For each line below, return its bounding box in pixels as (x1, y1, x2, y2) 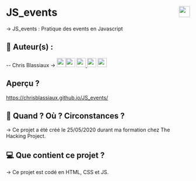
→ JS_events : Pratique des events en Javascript (6, 25, 124, 32)
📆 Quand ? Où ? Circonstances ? (6, 111, 125, 121)
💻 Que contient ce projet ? (6, 150, 105, 160)
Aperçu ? (6, 79, 40, 89)
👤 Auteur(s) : (6, 42, 54, 52)
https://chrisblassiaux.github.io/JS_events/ (6, 94, 108, 101)
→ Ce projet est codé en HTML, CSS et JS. (6, 169, 109, 176)
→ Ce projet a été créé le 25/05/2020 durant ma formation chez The (6, 126, 170, 134)
